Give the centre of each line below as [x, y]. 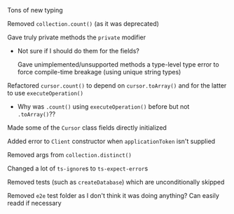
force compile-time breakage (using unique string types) [99, 72]
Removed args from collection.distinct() [69, 155]
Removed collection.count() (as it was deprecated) [83, 24]
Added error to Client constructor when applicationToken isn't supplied [111, 141]
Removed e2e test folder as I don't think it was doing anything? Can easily [113, 195]
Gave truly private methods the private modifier [77, 37]
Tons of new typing [35, 10]
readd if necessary [34, 203]
